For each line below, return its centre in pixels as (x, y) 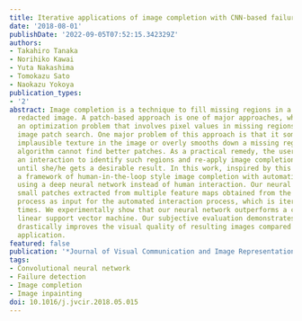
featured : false (40, 244)
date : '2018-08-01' (46, 26)
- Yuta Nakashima (42, 68)
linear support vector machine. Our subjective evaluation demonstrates (156, 218)
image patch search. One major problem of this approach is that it (148, 135)
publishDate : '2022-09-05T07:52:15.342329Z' (94, 34)
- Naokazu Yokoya (42, 85)
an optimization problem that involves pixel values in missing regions (156, 127)
